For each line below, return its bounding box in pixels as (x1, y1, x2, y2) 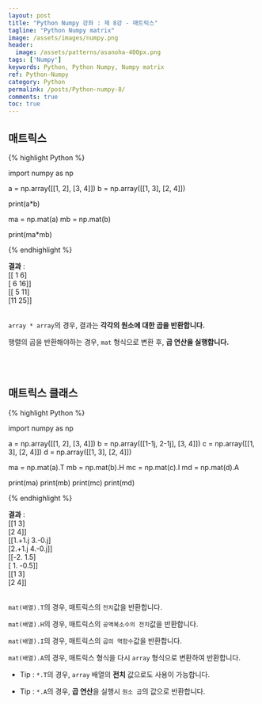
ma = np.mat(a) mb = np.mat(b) (8, 214, 112, 224)
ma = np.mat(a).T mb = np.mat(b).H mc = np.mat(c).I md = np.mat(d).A (8, 462, 240, 472)
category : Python (8, 78, 66, 86)
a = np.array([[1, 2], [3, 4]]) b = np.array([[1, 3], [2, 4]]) (8, 183, 186, 193)
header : (8, 41, 34, 49)
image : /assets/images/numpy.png (8, 33, 119, 42)
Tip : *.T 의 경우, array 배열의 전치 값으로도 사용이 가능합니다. (19, 669, 211, 679)
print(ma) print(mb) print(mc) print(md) (8, 477, 135, 488)
